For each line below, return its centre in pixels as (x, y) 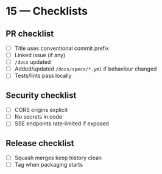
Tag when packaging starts (49, 165)
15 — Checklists (47, 11)
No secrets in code (38, 117)
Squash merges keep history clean (58, 158)
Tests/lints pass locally (43, 76)
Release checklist (40, 143)
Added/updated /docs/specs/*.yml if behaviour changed (86, 69)
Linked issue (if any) (40, 55)
